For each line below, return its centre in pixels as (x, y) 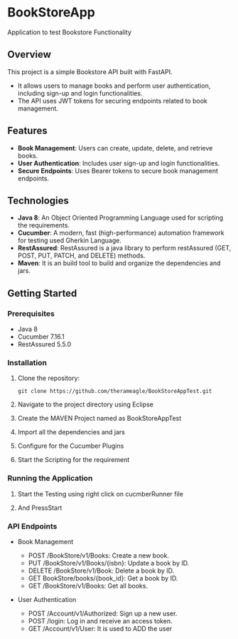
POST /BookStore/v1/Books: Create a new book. (98, 555)
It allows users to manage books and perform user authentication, (114, 86)
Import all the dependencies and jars (71, 432)
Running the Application (50, 479)
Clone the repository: (49, 378)
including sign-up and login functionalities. (80, 93)
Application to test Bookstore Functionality (69, 32)
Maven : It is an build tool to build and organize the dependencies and (119, 263)
